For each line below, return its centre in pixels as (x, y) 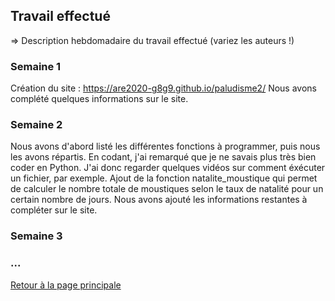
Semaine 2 (36, 125)
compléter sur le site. (54, 210)
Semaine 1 (36, 66)
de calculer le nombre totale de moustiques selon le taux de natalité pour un (167, 189)
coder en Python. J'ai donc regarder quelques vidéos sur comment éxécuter (168, 168)
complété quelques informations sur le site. (99, 99)
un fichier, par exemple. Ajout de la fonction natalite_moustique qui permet (164, 178)
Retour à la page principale (66, 285)
